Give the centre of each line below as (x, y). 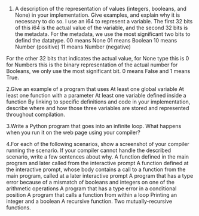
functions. (19, 208)
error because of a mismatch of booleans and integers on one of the (91, 182)
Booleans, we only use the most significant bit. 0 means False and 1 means (98, 71)
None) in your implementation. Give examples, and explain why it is (97, 15)
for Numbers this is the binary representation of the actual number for (92, 65)
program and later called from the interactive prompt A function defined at (97, 163)
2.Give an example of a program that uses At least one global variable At (95, 89)
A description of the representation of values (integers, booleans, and (101, 9)
